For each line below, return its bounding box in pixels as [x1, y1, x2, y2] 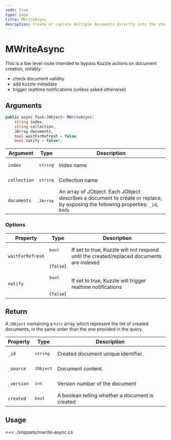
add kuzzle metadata [12, 81, 57, 87]
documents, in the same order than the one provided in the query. [5, 326, 144, 332]
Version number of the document [57, 380, 136, 387]
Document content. [57, 365, 103, 372]
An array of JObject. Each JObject [59, 188, 141, 195]
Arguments [5, 101, 42, 110]
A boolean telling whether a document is [57, 392, 154, 399]
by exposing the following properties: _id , [59, 201, 159, 208]
